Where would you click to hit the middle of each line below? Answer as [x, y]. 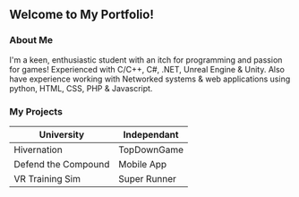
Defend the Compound [62, 164]
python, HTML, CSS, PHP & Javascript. [81, 88]
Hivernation [38, 150]
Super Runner [147, 178]
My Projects [36, 111]
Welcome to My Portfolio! [81, 15]
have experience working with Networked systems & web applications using [150, 79]
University [62, 134]
